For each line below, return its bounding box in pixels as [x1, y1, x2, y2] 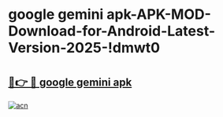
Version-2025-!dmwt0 [8, 39, 160, 57]
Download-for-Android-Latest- [8, 22, 216, 40]
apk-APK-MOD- [106, 5, 211, 24]
